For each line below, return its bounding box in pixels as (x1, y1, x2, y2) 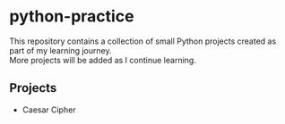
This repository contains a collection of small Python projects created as (9, 36, 277, 46)
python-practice (9, 6, 134, 27)
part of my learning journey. (9, 45, 112, 55)
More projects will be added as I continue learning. (9, 54, 197, 65)
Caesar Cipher (22, 104, 76, 115)
